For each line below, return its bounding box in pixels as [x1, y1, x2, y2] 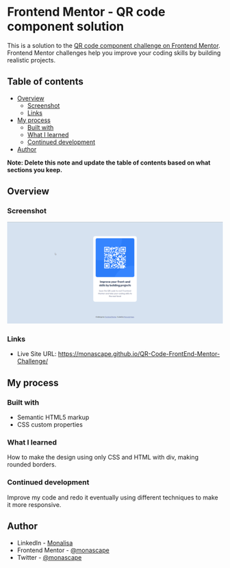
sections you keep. [7, 165, 63, 174]
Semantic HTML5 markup [16, 413, 90, 422]
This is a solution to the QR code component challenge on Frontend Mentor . [7, 41, 220, 49]
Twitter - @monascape [16, 553, 82, 561]
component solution [7, 19, 125, 34]
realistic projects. [7, 56, 56, 64]
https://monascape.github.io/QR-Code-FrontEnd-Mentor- [57, 350, 220, 358]
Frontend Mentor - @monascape [16, 546, 110, 554]
